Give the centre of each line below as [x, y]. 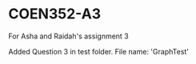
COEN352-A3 [55, 14]
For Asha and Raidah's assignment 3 [69, 36]
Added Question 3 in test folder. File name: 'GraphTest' [99, 51]
